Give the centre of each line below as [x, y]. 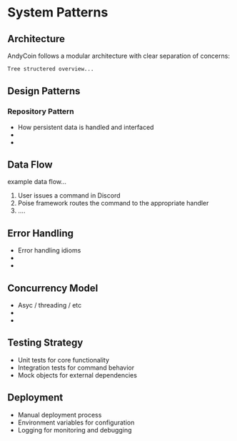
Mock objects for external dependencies [77, 375]
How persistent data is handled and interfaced [86, 127]
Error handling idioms [49, 250]
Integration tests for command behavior [76, 367]
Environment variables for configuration [76, 422]
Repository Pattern [41, 111]
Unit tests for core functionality [63, 360]
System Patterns [58, 12]
